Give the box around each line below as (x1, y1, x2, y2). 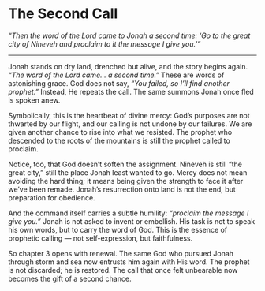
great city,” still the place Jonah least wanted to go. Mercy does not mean (8, 167, 248, 177)
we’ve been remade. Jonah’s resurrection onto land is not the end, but (8, 185, 237, 194)
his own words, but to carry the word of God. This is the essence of (8, 225, 228, 234)
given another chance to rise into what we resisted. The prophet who (8, 127, 233, 136)
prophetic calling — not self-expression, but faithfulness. (8, 233, 193, 243)
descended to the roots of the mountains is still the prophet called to (8, 136, 230, 145)
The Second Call (8, 5, 118, 23)
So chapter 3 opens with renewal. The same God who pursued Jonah (8, 248, 234, 258)
